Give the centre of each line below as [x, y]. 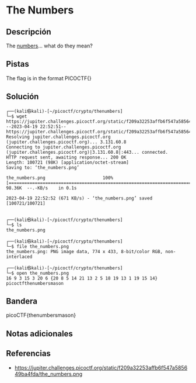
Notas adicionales [39, 334]
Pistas [17, 64]
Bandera [22, 301]
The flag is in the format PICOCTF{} [49, 78]
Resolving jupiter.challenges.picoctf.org [58, 137]
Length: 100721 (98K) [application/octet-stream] [68, 162]
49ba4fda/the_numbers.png [48, 374]
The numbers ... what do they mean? [50, 46]
